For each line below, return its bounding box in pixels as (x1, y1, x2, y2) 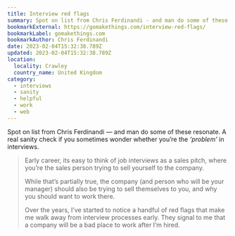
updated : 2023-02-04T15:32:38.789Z (7, 50, 112, 57)
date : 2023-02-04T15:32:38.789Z (7, 43, 102, 50)
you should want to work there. (24, 192, 115, 200)
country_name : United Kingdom (13, 69, 102, 76)
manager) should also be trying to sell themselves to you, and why (24, 184, 217, 193)
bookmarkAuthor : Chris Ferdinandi (7, 37, 109, 44)
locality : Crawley (13, 63, 68, 70)
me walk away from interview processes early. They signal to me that (24, 213, 226, 221)
